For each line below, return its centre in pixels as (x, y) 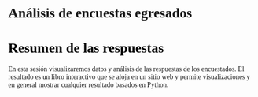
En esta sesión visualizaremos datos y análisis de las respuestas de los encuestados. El (126, 69)
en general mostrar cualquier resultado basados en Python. (88, 85)
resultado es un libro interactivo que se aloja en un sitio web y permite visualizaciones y (129, 77)
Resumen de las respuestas (86, 48)
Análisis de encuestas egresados (100, 13)
